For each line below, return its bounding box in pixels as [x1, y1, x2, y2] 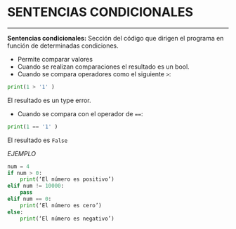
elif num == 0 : [7, 195, 52, 203]
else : [7, 208, 23, 216]
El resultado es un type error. [7, 96, 91, 104]
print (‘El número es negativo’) [20, 215, 114, 222]
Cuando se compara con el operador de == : [17, 109, 143, 118]
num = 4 [7, 162, 30, 170]
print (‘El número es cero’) [20, 202, 102, 209]
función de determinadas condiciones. [7, 41, 119, 50]
